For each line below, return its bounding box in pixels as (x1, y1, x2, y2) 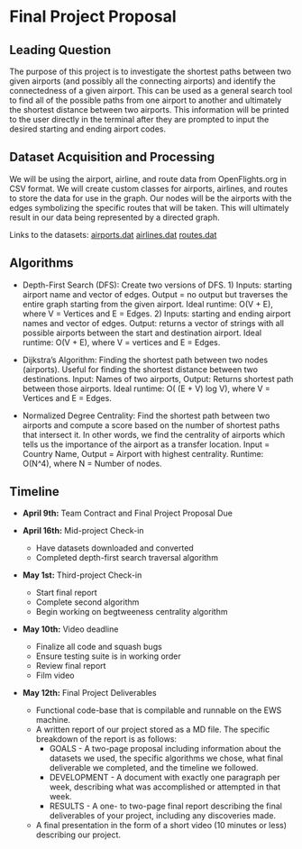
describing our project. (35, 829, 122, 840)
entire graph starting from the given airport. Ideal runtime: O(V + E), (22, 298, 273, 309)
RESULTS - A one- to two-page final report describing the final (49, 800, 282, 812)
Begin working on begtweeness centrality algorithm (35, 607, 228, 617)
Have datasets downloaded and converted (35, 543, 194, 553)
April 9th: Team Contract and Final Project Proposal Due (22, 507, 233, 519)
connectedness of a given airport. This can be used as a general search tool (9, 86, 293, 96)
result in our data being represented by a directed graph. (9, 212, 220, 223)
